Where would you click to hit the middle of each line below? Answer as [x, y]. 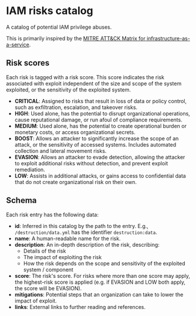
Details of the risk [45, 251]
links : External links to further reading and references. [80, 307]
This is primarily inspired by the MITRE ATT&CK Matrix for [76, 38]
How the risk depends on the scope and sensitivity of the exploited [104, 263]
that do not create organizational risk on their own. [75, 182]
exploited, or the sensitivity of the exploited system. [68, 90]
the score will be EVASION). [48, 288]
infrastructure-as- [168, 38]
